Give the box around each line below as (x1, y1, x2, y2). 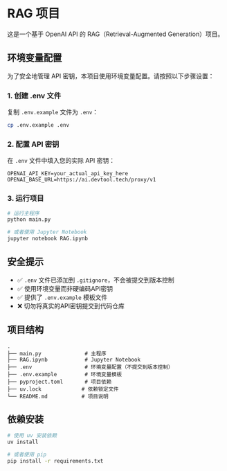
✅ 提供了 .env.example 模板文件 (17, 293, 108, 301)
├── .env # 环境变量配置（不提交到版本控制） (7, 364, 174, 371)
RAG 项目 (7, 6, 60, 21)
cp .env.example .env (7, 122, 70, 129)
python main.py (7, 216, 51, 223)
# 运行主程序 (7, 210, 39, 217)
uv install (7, 438, 39, 446)
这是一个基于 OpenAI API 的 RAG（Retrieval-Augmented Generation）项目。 (7, 30, 224, 38)
